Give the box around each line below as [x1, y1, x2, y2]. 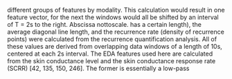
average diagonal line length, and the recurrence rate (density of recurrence [7, 27, 225, 36]
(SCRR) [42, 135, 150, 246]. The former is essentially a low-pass [7, 65, 190, 72]
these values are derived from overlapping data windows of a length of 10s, [7, 43, 223, 50]
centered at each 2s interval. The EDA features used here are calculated [7, 49, 213, 58]
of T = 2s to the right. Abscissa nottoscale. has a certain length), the [7, 21, 202, 28]
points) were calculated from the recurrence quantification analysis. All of [7, 35, 217, 43]
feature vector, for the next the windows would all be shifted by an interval [7, 13, 220, 21]
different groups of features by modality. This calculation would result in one [7, 6, 225, 14]
